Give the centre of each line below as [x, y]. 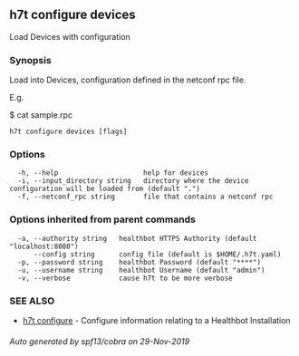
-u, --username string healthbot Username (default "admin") [141, 270]
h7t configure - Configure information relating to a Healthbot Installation [157, 320]
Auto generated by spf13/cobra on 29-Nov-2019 [100, 341]
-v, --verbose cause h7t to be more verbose [125, 278]
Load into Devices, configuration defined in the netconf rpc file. [128, 80]
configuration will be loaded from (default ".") [105, 189]
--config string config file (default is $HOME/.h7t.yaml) [157, 254]
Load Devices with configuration [70, 36]
